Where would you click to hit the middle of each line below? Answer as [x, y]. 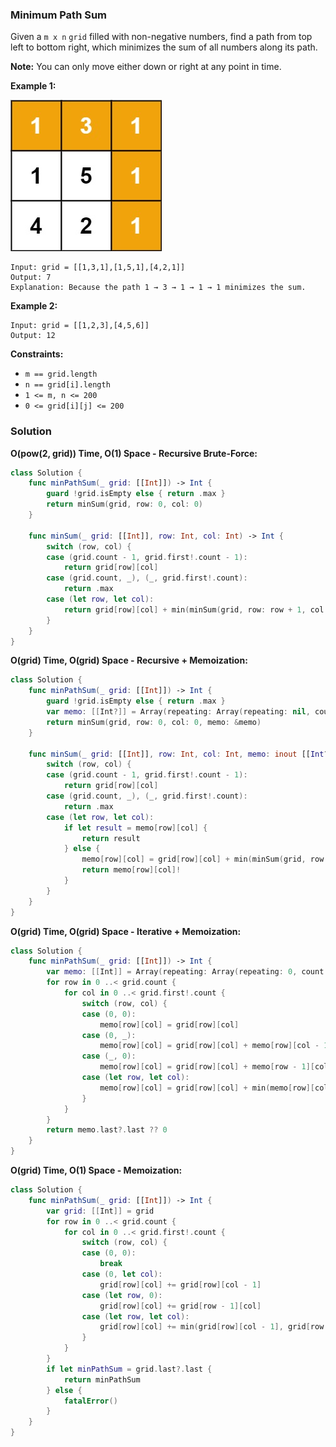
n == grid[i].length [67, 385]
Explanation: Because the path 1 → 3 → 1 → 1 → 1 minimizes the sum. [158, 288]
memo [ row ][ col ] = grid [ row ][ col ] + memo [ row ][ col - [209, 1046]
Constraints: [37, 354]
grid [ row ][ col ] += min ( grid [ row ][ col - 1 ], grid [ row [212, 1327]
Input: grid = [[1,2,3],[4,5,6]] [80, 326]
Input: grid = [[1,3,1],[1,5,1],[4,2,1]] [98, 268]
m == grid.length [61, 374]
